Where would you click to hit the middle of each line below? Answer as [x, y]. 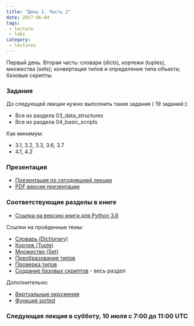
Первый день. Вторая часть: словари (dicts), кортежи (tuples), [86, 62]
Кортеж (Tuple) [34, 245]
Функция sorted [35, 300]
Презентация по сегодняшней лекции [63, 180]
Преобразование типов [45, 258]
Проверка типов [36, 264]
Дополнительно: [28, 282]
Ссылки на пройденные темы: [45, 227]
